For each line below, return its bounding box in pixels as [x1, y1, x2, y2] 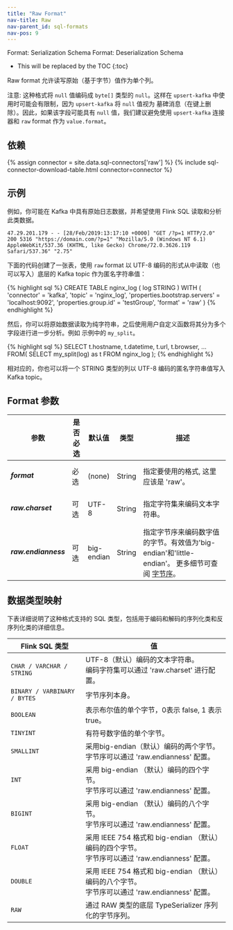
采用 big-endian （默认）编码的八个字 [85, 799, 209, 809]
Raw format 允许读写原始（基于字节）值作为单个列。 [7, 76, 157, 85]
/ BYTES [10, 694, 36, 702]
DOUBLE [10, 877, 33, 885]
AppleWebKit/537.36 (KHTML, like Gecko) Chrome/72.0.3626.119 [7, 242, 191, 248]
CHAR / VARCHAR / [10, 662, 68, 670]
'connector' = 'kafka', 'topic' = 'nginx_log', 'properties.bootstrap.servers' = [7, 291, 221, 299]
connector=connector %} [99, 166, 173, 174]
